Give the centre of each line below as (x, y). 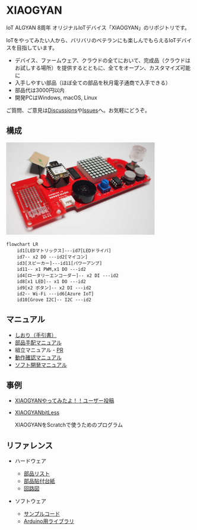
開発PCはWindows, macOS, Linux (56, 97)
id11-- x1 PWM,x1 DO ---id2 (51, 269)
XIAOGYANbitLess (37, 413)
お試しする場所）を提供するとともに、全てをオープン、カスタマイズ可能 (103, 68)
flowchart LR (22, 244)
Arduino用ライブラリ (49, 521)
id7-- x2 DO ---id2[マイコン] (52, 257)
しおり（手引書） (36, 335)
